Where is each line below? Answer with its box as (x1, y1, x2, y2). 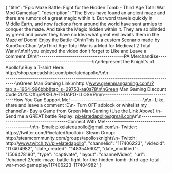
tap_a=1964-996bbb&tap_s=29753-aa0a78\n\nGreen (5, 86, 118, 92)
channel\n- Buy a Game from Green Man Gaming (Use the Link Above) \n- (5, 107, 162, 114)
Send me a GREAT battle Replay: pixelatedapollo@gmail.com (5, 113, 133, 119)
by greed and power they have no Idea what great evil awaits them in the (5, 32, 159, 37)
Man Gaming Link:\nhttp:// (33, 80, 89, 86)
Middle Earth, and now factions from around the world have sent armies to (5, 20, 163, 27)
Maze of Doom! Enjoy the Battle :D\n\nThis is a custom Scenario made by (5, 37, 160, 43)
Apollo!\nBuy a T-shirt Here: (5, 64, 65, 70)
